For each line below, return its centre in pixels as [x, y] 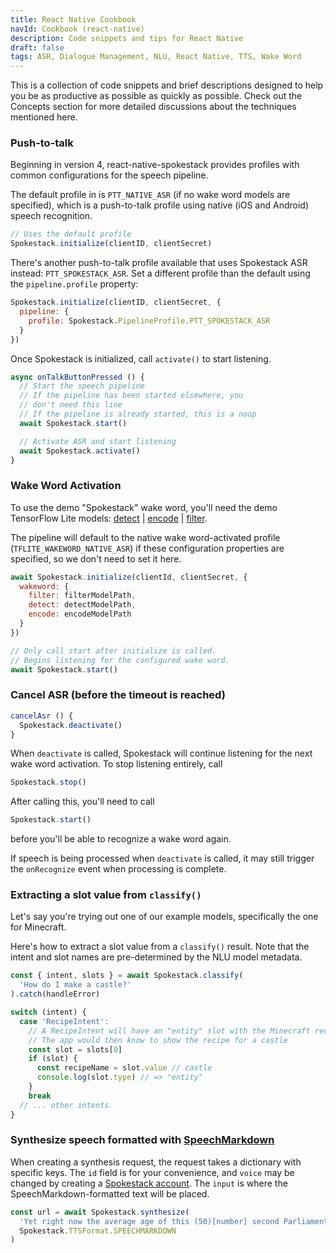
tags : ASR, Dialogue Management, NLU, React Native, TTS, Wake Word [156, 57]
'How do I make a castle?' [75, 985]
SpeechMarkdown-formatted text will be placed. [110, 1193]
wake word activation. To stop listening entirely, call [116, 764]
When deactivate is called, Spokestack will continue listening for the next [161, 753]
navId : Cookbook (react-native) [77, 29]
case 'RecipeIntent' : [64, 1021]
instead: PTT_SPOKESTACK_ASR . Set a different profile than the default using [160, 273]
